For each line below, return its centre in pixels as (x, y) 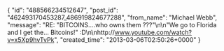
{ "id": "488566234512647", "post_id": (63, 10)
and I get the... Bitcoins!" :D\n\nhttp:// (61, 32)
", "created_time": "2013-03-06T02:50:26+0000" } (127, 40)
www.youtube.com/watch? (153, 32)
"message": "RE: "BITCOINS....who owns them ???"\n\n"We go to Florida (112, 25)
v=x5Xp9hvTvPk (31, 40)
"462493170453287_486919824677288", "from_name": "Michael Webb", (112, 17)
